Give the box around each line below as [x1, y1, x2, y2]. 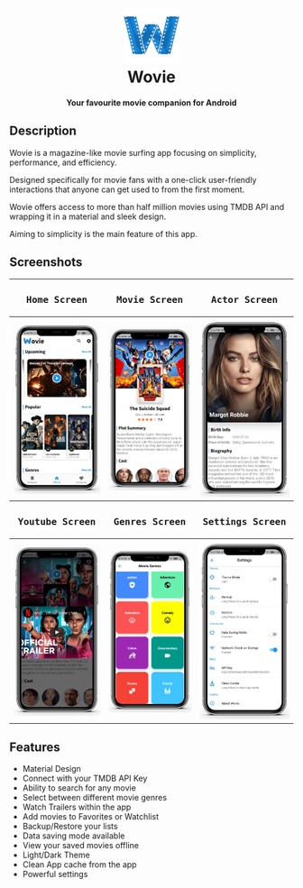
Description [9, 124, 77, 139]
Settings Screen [202, 516, 287, 527]
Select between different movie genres [22, 792, 168, 803]
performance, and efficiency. [9, 157, 117, 168]
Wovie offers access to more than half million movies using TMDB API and [9, 201, 285, 212]
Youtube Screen [17, 516, 96, 527]
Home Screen [25, 294, 88, 306]
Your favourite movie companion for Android [66, 96, 237, 108]
